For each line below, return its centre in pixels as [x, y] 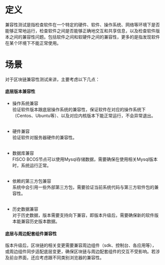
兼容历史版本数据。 [40, 221]
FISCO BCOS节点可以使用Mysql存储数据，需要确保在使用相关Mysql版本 [85, 159]
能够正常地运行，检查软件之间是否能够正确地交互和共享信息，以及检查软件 [80, 30]
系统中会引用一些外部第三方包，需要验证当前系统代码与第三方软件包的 [83, 187]
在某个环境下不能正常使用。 [33, 43]
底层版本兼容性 [20, 91]
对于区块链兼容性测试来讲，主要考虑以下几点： [52, 79]
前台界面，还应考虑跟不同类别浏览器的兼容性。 [56, 258]
